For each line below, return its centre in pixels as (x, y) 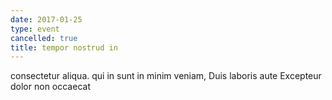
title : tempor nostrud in (64, 47)
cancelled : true (44, 38)
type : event (35, 29)
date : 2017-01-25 (46, 19)
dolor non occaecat (50, 87)
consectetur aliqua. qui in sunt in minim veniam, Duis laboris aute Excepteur (166, 76)
